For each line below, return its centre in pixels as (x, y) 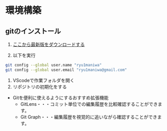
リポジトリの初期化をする (40, 87)
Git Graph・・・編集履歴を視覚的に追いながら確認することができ (89, 117)
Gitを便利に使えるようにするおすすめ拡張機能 (60, 98)
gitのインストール (33, 31)
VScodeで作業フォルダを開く (44, 80)
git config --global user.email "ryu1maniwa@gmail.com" (66, 70)
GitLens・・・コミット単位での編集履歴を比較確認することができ (89, 104)
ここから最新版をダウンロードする (49, 44)
